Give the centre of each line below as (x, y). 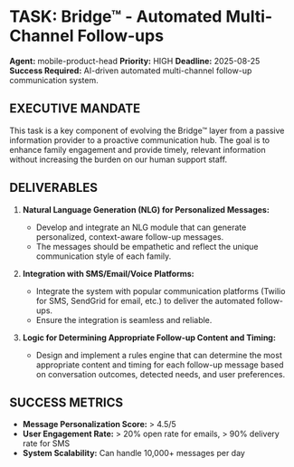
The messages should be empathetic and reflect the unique (147, 246)
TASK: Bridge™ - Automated (116, 17)
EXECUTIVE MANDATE (75, 109)
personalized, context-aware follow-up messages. (130, 236)
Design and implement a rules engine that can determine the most (159, 355)
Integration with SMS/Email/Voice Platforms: (108, 273)
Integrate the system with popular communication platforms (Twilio (161, 291)
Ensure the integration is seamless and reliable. (124, 319)
